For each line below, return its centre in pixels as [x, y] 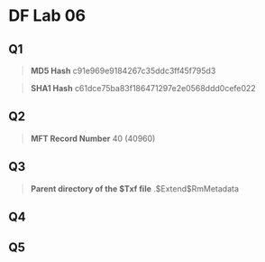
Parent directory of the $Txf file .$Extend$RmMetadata [135, 188]
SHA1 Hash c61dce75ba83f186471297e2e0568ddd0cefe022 [143, 88]
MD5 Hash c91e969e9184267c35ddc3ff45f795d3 [123, 70]
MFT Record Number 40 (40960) [93, 138]
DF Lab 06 [47, 16]
